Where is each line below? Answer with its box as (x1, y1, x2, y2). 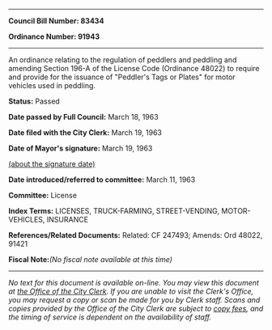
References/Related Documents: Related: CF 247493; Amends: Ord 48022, (8, 231, 263, 239)
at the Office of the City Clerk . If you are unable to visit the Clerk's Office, (8, 286, 254, 296)
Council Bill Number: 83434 (8, 16, 104, 25)
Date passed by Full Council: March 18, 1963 (8, 112, 159, 121)
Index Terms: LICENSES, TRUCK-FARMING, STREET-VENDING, (8, 206, 220, 215)
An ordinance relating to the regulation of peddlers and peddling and (8, 55, 237, 65)
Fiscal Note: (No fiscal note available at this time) (8, 255, 172, 264)
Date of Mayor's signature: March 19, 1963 (8, 143, 153, 153)
